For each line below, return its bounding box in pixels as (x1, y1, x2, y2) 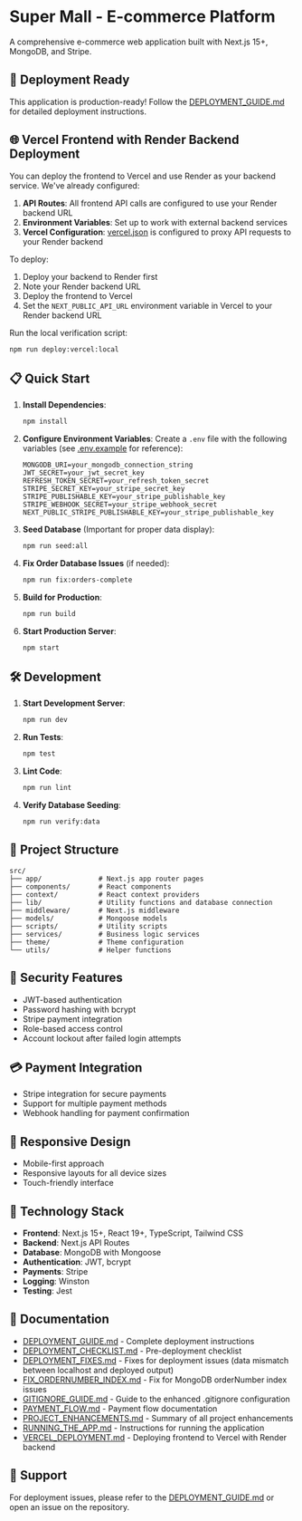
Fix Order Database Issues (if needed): (22, 558, 170, 568)
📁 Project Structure (9, 842, 119, 858)
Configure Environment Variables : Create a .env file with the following (22, 433, 288, 445)
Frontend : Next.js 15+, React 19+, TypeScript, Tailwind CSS (22, 1227, 244, 1238)
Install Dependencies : (22, 400, 107, 410)
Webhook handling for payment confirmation (22, 1108, 190, 1119)
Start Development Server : (22, 698, 126, 708)
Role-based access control (22, 1023, 124, 1034)
